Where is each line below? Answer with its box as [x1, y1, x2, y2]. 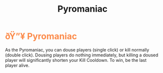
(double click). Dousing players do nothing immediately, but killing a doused [5, 52, 159, 58]
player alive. [5, 62, 30, 68]
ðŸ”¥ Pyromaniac [5, 31, 78, 42]
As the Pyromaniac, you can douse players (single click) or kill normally [5, 47, 150, 53]
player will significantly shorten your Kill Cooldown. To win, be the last [5, 57, 147, 63]
